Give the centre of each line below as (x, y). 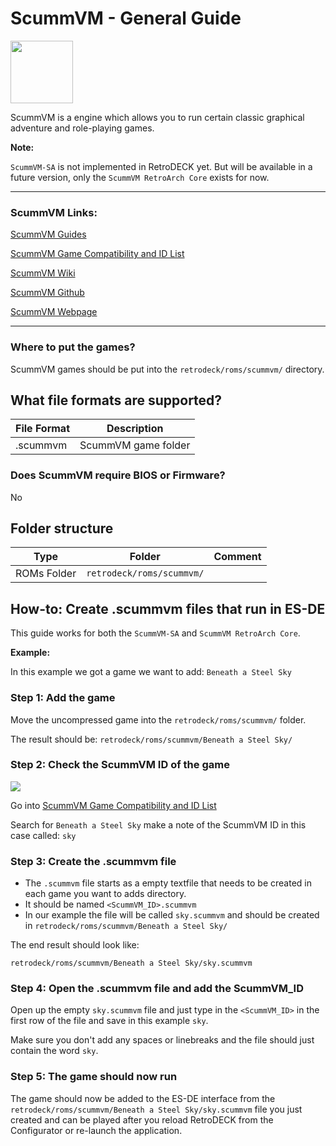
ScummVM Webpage (54, 312)
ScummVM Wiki (43, 273)
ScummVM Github (47, 293)
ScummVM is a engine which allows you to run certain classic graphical (157, 117)
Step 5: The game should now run (94, 1077)
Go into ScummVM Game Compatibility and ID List (113, 805)
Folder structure (62, 528)
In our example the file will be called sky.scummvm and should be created (172, 915)
